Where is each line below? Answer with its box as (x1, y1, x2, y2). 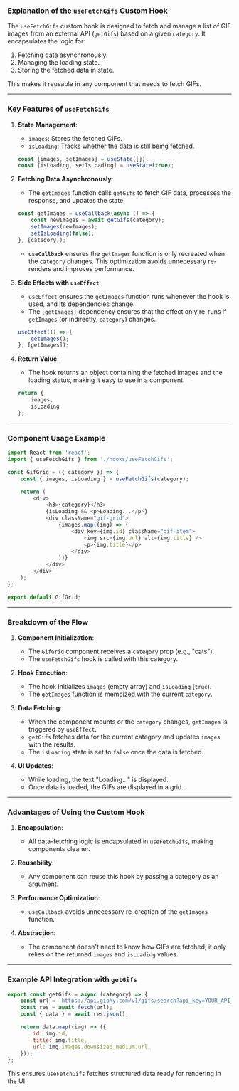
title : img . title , (33, 1036, 87, 1044)
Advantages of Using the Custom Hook (7, 807, 145, 817)
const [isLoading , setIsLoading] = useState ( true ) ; (17, 162, 174, 169)
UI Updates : (17, 761, 53, 770)
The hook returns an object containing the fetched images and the (28, 369, 223, 377)
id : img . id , (33, 1030, 69, 1037)
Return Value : (17, 354, 59, 363)
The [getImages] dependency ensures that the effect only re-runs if (28, 307, 227, 315)
